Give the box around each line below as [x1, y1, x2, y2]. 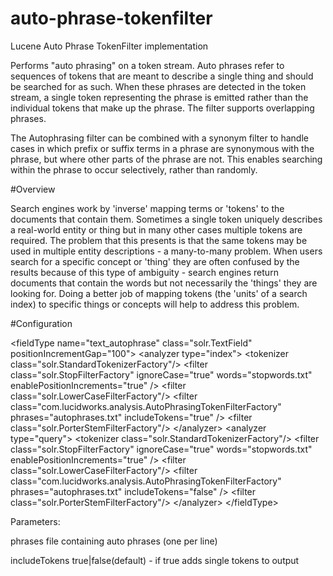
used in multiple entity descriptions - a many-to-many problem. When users [10, 245, 323, 257]
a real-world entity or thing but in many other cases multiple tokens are [10, 223, 303, 236]
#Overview [10, 183, 56, 195]
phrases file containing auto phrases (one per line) [10, 535, 218, 547]
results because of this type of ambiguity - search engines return [10, 266, 279, 278]
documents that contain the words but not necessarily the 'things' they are [10, 277, 318, 289]
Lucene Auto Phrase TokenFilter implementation [10, 40, 209, 52]
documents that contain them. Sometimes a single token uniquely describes [10, 213, 323, 225]
